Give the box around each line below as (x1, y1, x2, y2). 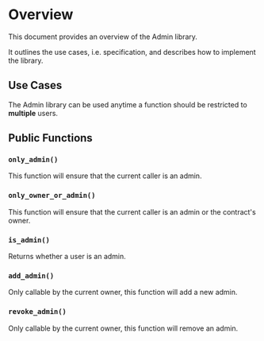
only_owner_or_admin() (8, 191, 96, 200)
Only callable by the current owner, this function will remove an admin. (8, 324, 239, 333)
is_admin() (8, 235, 50, 244)
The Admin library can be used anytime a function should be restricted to (8, 99, 247, 109)
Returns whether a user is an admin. (8, 252, 127, 262)
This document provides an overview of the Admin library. (8, 32, 198, 41)
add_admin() (8, 271, 55, 280)
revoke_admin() (8, 308, 67, 316)
